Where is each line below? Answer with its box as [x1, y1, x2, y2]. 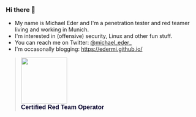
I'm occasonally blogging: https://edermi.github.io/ [14, 45, 143, 53]
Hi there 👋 [6, 6, 36, 14]
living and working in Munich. [14, 26, 89, 33]
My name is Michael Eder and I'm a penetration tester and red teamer [14, 20, 190, 27]
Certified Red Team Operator [20, 104, 105, 111]
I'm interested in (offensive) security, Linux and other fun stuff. [14, 32, 173, 40]
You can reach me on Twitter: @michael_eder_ [14, 39, 132, 47]
